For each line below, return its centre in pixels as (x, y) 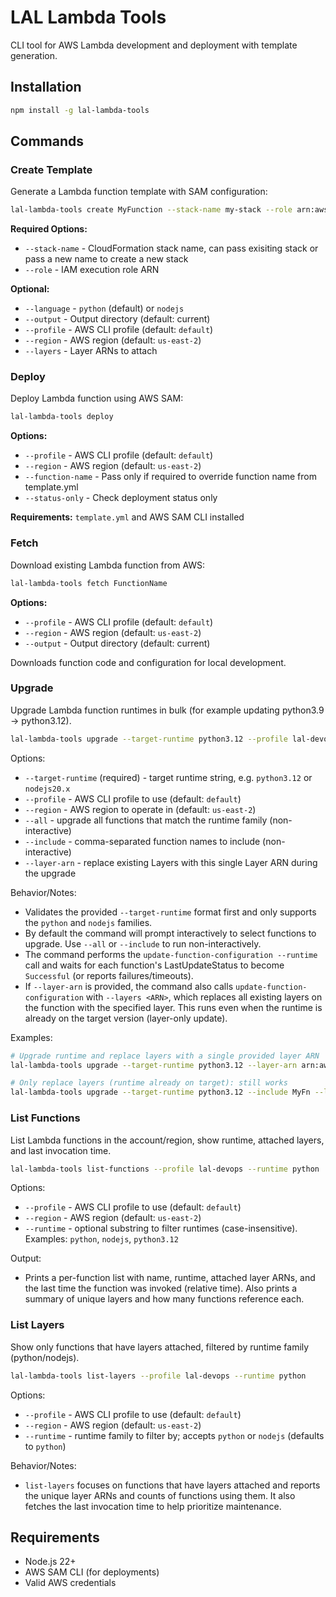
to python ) (45, 1446)
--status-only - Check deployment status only (121, 498)
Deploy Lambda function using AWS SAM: (97, 398)
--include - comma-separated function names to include (142, 841)
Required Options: (49, 229)
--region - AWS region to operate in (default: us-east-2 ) (140, 809)
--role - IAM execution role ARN (92, 270)
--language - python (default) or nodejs (104, 308)
